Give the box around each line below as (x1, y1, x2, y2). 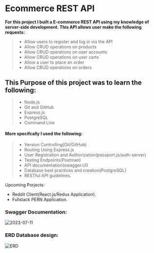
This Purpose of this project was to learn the (5, 79, 142, 87)
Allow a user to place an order (24, 59, 85, 65)
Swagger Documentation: (5, 208, 67, 215)
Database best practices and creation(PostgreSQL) (24, 167, 127, 173)
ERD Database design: (5, 232, 59, 238)
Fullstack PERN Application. (12, 196, 68, 202)
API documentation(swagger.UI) (24, 162, 88, 168)
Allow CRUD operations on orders (24, 64, 92, 70)
